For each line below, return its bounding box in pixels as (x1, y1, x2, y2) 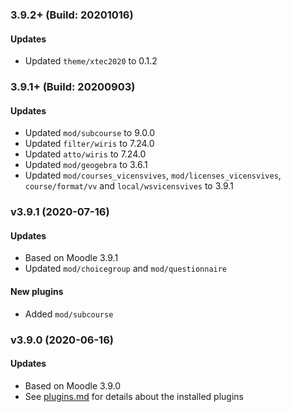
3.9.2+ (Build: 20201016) (10, 8, 134, 22)
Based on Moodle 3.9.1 (24, 252, 119, 264)
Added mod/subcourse (24, 308, 114, 320)
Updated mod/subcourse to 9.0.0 (24, 127, 156, 139)
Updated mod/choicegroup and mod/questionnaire (24, 263, 228, 275)
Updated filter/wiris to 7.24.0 (24, 138, 155, 150)
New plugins (10, 285, 64, 297)
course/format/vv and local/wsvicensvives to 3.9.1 (24, 180, 234, 192)
